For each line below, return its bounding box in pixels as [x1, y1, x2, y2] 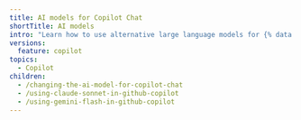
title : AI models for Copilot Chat [9, 13, 143, 23]
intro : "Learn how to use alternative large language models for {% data [9, 30, 293, 39]
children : [9, 72, 47, 81]
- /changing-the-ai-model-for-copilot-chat [17, 80, 183, 89]
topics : [9, 55, 39, 64]
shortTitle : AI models [9, 22, 95, 31]
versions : [9, 38, 47, 48]
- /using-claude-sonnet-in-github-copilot [17, 88, 179, 97]
